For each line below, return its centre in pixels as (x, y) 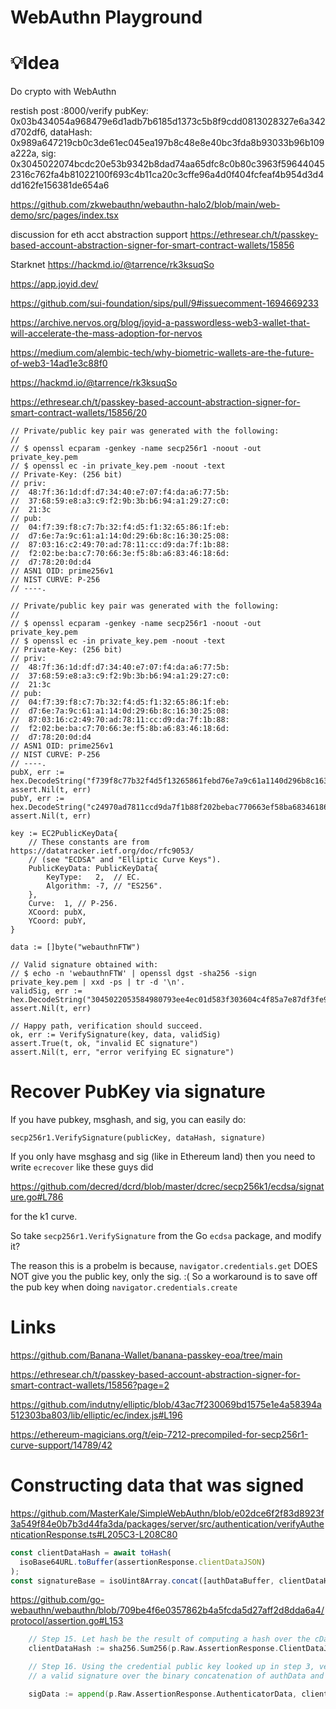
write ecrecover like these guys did (82, 1167)
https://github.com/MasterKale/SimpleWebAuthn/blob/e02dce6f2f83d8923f (167, 1513)
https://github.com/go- (57, 1600)
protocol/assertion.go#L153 (67, 1621)
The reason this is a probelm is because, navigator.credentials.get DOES (164, 1266)
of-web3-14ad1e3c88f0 (59, 363)
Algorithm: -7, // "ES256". (104, 886)
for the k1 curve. (44, 1217)
